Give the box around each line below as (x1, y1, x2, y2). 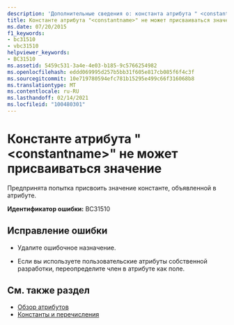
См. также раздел (7, 285, 91, 296)
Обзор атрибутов (17, 303, 70, 311)
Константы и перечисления (17, 310, 100, 319)
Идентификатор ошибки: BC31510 (7, 204, 110, 213)
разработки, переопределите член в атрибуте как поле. (17, 264, 185, 273)
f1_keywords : (7, 29, 45, 37)
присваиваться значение (7, 161, 162, 176)
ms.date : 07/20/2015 (7, 23, 68, 30)
